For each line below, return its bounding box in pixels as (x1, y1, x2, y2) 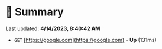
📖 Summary (5, 5, 64, 19)
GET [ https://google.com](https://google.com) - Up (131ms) (14, 36, 157, 43)
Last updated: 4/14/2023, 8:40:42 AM (5, 25, 101, 32)
